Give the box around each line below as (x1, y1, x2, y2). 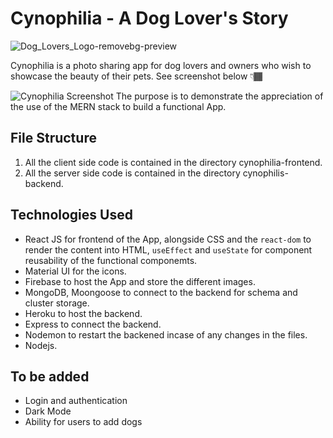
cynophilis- (242, 167, 289, 179)
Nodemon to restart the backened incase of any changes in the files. (24, 328, 308, 341)
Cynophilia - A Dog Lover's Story (10, 7, 289, 30)
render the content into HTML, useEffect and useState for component (24, 243, 313, 256)
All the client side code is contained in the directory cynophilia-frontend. (24, 156, 323, 168)
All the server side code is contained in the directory (24, 167, 241, 179)
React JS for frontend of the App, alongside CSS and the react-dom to (24, 233, 312, 245)
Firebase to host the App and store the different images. (24, 275, 256, 287)
